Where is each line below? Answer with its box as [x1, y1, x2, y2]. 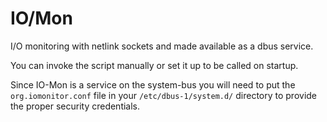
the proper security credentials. [10, 100, 141, 112]
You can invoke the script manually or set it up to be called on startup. [10, 59, 299, 71]
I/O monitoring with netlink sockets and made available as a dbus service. [10, 40, 314, 52]
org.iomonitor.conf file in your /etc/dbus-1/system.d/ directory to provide [10, 89, 318, 101]
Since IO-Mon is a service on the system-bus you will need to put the [10, 78, 296, 91]
